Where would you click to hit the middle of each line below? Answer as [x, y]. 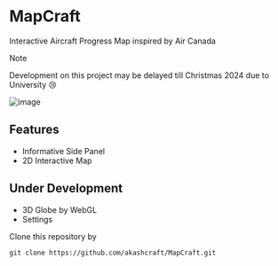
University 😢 [33, 84]
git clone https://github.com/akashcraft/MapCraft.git [113, 253]
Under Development [66, 188]
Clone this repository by [53, 236]
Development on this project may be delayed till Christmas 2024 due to [139, 75]
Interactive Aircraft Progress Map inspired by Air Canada [112, 41]
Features [34, 130]
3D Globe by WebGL [60, 209]
